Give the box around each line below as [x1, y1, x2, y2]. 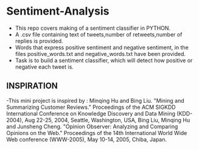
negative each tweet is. [15, 63, 74, 71]
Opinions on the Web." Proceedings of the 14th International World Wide [6, 129, 187, 136]
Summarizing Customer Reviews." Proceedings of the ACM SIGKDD [6, 103, 176, 111]
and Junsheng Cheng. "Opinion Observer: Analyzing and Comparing [6, 123, 178, 130]
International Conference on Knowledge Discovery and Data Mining [6, 109, 175, 117]
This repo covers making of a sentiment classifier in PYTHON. [15, 24, 171, 32]
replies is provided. [15, 37, 63, 44]
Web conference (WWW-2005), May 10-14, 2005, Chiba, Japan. [6, 136, 167, 143]
